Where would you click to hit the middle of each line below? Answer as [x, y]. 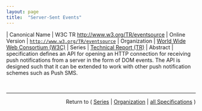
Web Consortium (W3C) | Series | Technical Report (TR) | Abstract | [90, 47]
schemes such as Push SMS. [42, 73]
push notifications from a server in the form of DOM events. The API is [93, 60]
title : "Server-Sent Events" [44, 17]
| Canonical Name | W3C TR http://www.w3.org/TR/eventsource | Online [96, 34]
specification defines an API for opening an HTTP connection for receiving [99, 53]
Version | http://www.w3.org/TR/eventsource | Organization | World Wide [96, 41]
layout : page [23, 12]
